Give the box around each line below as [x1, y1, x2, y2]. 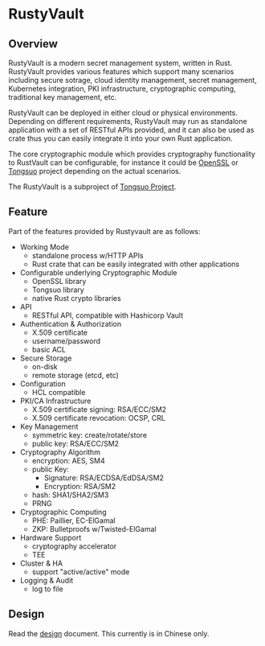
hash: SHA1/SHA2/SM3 [31, 490, 109, 500]
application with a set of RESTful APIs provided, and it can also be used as [8, 125, 255, 134]
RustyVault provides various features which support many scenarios [8, 67, 234, 76]
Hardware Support [19, 533, 82, 542]
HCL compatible [31, 387, 86, 397]
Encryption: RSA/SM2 [43, 481, 116, 491]
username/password [31, 335, 101, 346]
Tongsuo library [31, 285, 84, 294]
